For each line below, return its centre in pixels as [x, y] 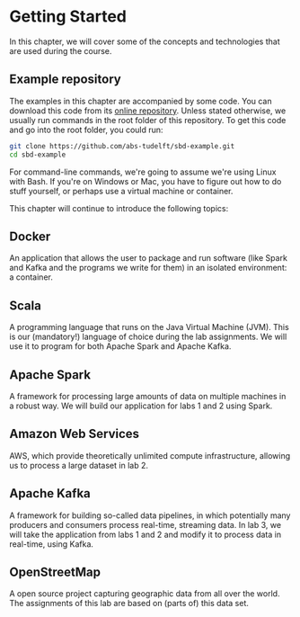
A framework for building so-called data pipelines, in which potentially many [150, 515]
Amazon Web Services [75, 434]
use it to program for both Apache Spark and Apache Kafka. [120, 346]
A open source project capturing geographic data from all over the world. [145, 594]
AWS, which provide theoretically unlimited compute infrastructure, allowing [150, 455]
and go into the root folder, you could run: [86, 130]
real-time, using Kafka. [52, 544]
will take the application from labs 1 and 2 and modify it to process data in [145, 534]
